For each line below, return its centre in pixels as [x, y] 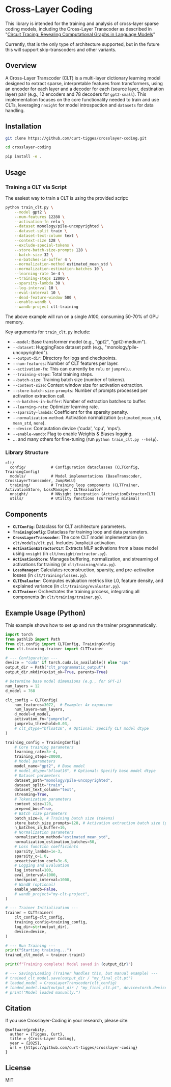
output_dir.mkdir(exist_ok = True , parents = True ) [57, 672]
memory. [15, 322]
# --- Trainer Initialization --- [42, 908]
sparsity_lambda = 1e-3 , [38, 851]
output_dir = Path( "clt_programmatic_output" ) [55, 668]
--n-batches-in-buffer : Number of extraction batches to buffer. [79, 402]
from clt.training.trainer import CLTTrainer [54, 649]
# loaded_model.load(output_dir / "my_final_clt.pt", [64, 988]
